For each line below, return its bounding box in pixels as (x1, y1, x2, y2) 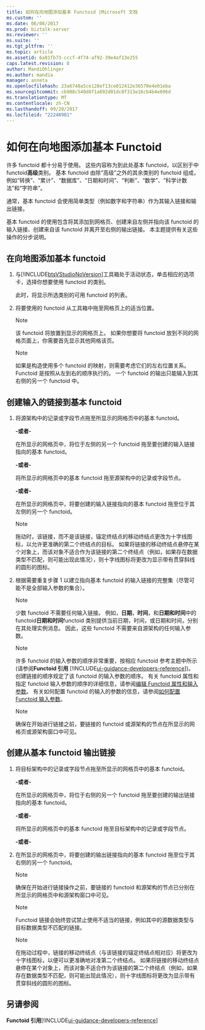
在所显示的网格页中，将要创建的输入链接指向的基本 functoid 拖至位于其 (15, 500, 195, 507)
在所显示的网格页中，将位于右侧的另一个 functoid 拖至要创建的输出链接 (15, 791, 195, 798)
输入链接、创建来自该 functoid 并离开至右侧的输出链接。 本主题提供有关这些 (6, 226, 198, 233)
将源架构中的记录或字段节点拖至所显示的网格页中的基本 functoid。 (15, 414, 183, 421)
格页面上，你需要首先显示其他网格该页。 (15, 337, 117, 344)
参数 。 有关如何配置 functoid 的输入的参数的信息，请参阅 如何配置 (15, 688, 181, 695)
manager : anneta (6, 77, 48, 83)
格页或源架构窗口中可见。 (15, 728, 80, 735)
